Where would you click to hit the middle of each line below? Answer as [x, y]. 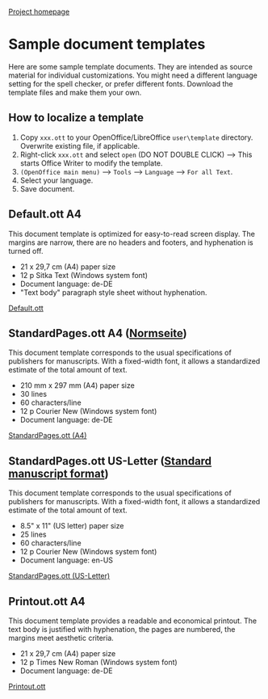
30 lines [33, 394]
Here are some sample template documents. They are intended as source [130, 66]
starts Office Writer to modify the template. [91, 163]
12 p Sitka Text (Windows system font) [84, 275]
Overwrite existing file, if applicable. [80, 145]
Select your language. [57, 180]
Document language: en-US [67, 560]
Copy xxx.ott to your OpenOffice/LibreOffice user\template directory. [136, 137]
